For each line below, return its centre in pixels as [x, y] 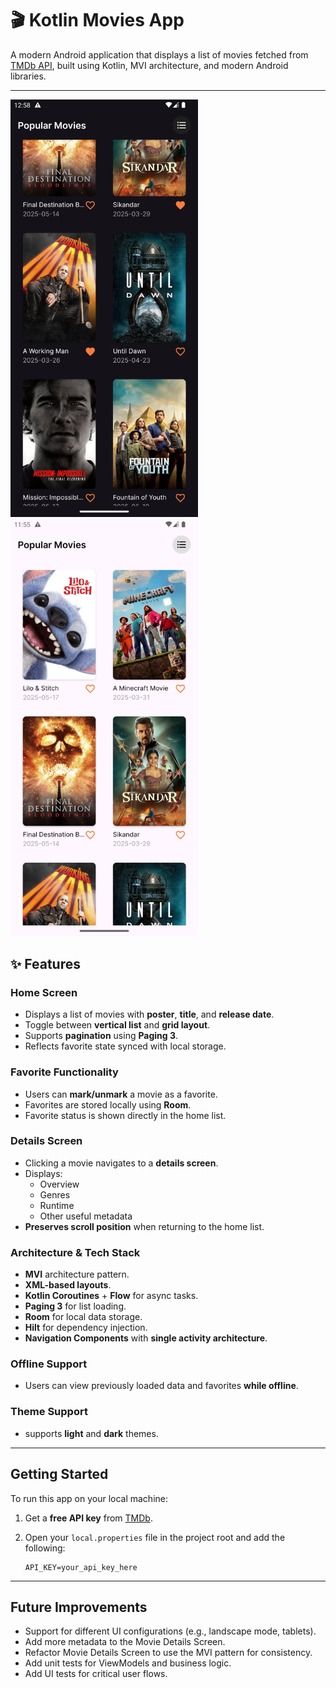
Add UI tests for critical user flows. [96, 1674]
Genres [55, 1194]
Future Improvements [79, 1607]
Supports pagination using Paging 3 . [101, 1036]
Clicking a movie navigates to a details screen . [121, 1163]
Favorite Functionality [64, 1072]
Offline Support [49, 1364]
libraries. [28, 76]
